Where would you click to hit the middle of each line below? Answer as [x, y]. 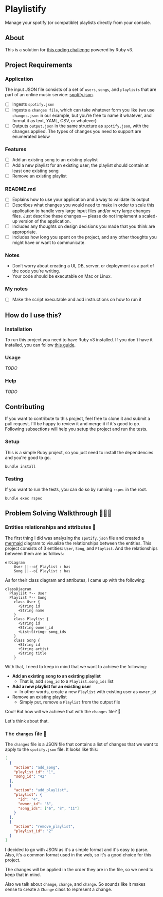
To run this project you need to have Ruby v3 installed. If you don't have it [79, 340]
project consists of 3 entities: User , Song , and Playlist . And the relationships [81, 548]
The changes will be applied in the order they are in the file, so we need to [79, 869]
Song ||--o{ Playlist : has [42, 571]
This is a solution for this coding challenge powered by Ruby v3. [69, 49]
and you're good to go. [28, 458]
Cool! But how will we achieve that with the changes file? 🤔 [63, 711]
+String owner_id [36, 627]
